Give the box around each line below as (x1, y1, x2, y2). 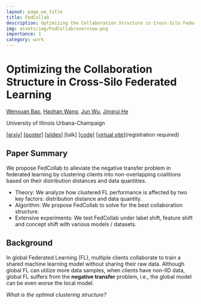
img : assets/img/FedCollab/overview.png (6, 25, 109, 32)
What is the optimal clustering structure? (6, 291, 106, 298)
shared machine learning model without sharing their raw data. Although (6, 260, 185, 267)
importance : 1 (6, 31, 42, 37)
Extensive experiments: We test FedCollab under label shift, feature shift (14, 214, 193, 221)
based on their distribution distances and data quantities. (6, 177, 147, 184)
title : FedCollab (6, 14, 50, 20)
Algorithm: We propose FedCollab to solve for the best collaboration (14, 201, 183, 209)
